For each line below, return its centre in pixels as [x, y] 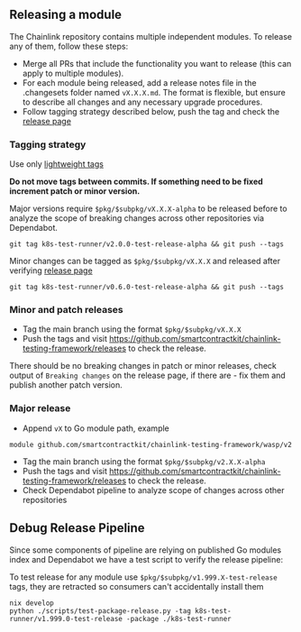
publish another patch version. [66, 385]
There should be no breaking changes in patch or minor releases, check [143, 366]
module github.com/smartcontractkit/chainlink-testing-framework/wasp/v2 [151, 444]
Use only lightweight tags [56, 164]
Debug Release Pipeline [78, 528]
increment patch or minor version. [75, 191]
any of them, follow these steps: [69, 46]
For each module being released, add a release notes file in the [139, 82]
